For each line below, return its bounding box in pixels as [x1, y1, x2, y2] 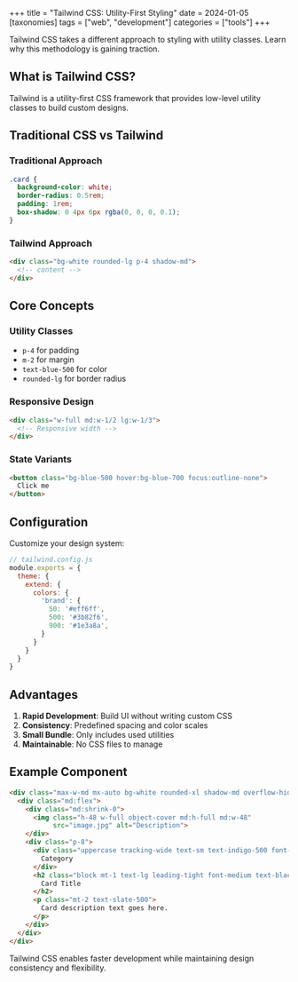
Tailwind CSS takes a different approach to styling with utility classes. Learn [9, 35, 286, 44]
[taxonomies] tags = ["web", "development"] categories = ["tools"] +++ [9, 17, 271, 28]
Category [41, 854, 74, 863]
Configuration [9, 514, 89, 529]
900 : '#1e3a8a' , [48, 622, 109, 630]
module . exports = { [9, 563, 82, 572]
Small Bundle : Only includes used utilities [21, 730, 175, 740]
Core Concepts [9, 298, 95, 313]
